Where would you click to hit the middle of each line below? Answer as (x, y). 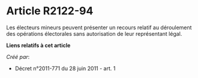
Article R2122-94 (50, 11)
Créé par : (18, 57)
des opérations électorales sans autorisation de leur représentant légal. (94, 33)
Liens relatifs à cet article (38, 45)
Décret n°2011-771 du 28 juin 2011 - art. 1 (65, 68)
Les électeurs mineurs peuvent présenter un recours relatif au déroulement (99, 27)
